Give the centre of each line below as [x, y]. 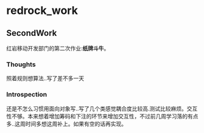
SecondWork [32, 33]
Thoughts [21, 64]
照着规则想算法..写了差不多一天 [45, 78]
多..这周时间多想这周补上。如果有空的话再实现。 [67, 124]
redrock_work [42, 11]
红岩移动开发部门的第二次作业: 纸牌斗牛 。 [58, 48]
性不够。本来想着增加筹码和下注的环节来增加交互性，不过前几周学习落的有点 [102, 116]
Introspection [27, 95]
